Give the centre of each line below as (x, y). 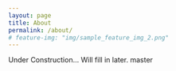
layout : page (30, 15)
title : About (30, 23)
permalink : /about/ (41, 30)
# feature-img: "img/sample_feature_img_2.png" (89, 37)
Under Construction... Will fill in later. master (81, 60)
